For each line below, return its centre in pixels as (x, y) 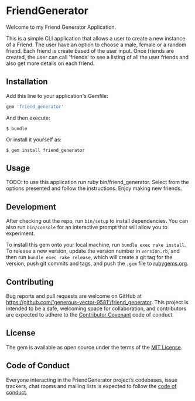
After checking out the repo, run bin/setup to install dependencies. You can (97, 221)
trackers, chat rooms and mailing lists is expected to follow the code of (91, 386)
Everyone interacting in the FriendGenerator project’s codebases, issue (92, 380)
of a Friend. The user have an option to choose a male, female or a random (96, 45)
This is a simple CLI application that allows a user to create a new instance (96, 38)
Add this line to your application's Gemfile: (57, 96)
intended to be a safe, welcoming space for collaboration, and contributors (96, 308)
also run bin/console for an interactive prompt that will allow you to (87, 227)
